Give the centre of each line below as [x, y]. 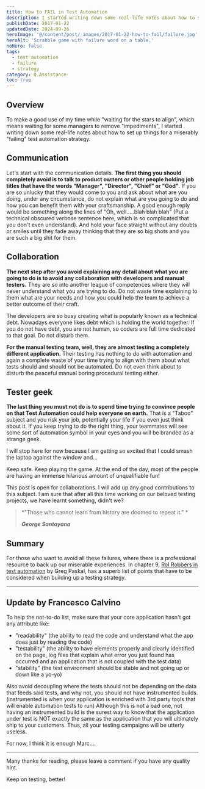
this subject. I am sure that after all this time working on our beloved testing [101, 494]
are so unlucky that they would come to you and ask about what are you [97, 192]
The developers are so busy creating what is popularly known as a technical [102, 315]
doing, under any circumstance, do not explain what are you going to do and [102, 198]
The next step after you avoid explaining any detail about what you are [97, 272]
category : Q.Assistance [37, 74]
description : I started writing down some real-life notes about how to [101, 18]
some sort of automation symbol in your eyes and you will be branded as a [100, 433]
